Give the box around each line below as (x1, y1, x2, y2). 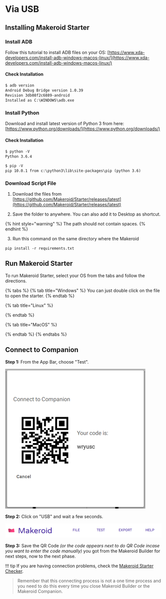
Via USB (5, 3, 39, 15)
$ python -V (5, 149, 30, 154)
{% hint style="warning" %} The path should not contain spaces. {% (5, 221, 146, 226)
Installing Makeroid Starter (5, 23, 90, 32)
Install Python (5, 109, 40, 116)
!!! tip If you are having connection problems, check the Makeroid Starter (5, 563, 154, 569)
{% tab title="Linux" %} (5, 302, 54, 308)
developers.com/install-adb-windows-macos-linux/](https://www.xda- (5, 55, 150, 61)
